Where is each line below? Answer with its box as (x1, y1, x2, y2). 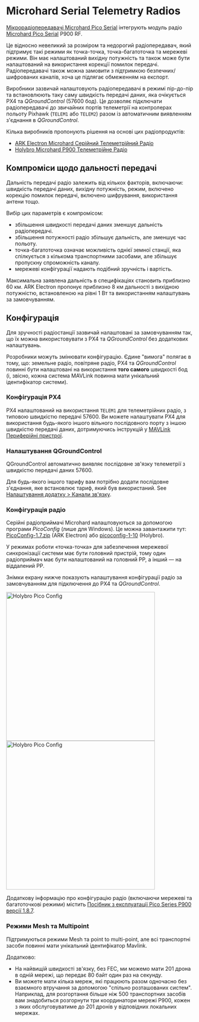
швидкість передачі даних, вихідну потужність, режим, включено (6, 185, 174, 192)
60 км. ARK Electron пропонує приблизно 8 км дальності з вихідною (6, 283, 179, 290)
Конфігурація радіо (6, 506, 66, 514)
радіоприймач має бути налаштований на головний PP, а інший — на (6, 556, 182, 563)
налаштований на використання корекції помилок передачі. (6, 61, 159, 68)
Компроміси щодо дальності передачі (6, 163, 157, 173)
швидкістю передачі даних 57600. (6, 467, 93, 474)
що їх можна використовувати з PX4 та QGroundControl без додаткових (6, 335, 188, 342)
